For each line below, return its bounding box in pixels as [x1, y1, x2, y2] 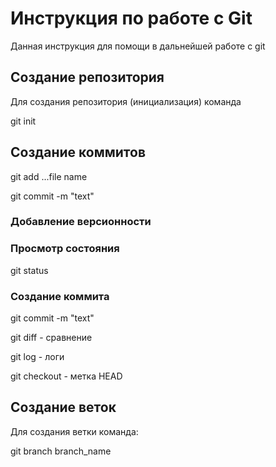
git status [10, 264, 49, 276]
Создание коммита [10, 289, 110, 303]
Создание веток [10, 399, 117, 416]
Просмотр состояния [10, 242, 120, 256]
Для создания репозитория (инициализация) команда [10, 95, 242, 107]
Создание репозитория [10, 69, 165, 86]
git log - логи [10, 351, 65, 363]
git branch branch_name [10, 445, 112, 457]
